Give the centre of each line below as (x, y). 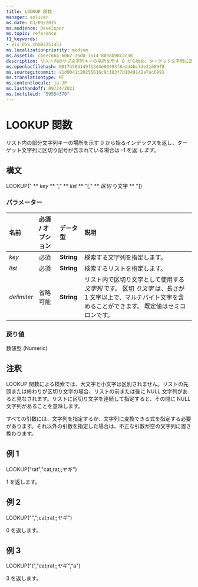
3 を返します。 (24, 578)
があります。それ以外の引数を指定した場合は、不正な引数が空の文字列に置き (99, 426)
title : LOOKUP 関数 (29, 12)
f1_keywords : (22, 39)
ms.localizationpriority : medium (47, 50)
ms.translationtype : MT (35, 77)
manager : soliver (27, 17)
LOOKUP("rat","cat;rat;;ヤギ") (42, 469)
